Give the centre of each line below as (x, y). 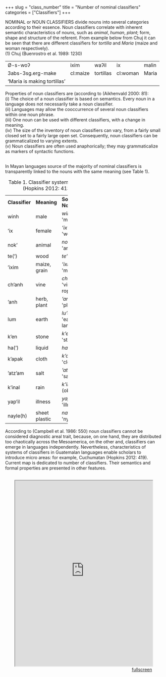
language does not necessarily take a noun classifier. (59, 104)
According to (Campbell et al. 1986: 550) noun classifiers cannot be (74, 431)
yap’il (14, 402)
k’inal (14, 387)
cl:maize (80, 73)
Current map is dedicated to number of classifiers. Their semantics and (78, 463)
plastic (43, 419)
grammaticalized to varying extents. (42, 141)
